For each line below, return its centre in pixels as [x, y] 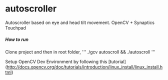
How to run [17, 39]
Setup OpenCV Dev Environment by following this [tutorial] [65, 61]
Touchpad [16, 27]
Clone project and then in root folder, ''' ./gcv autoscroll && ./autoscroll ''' [80, 52]
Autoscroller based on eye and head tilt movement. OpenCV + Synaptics [80, 22]
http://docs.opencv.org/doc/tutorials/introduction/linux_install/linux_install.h [85, 67]
